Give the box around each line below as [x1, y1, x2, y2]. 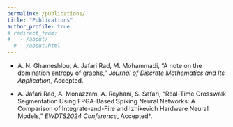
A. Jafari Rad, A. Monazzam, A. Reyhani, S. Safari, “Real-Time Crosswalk [17, 90, 227, 98]
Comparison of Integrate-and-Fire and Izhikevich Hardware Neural [17, 105, 209, 112]
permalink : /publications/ [7, 10, 86, 17]
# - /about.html [13, 42, 61, 49]
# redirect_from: [7, 29, 58, 37]
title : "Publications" [7, 17, 73, 24]
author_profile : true [7, 23, 70, 30]
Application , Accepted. [17, 76, 84, 84]
